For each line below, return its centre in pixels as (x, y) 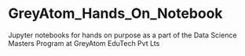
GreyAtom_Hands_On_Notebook (115, 14)
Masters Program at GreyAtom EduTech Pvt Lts (84, 43)
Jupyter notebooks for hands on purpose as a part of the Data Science (122, 35)
